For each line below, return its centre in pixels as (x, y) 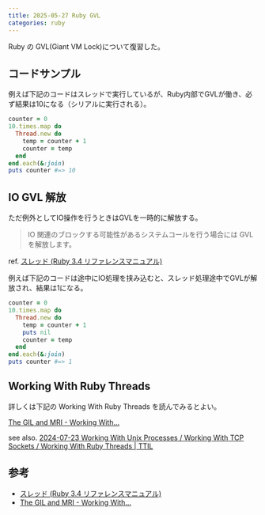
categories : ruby (37, 23)
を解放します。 (52, 244)
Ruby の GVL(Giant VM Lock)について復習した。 (86, 46)
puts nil (37, 332)
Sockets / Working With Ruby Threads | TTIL (81, 446)
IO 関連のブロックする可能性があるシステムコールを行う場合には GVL (140, 235)
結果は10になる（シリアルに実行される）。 (83, 104)
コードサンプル (45, 73)
